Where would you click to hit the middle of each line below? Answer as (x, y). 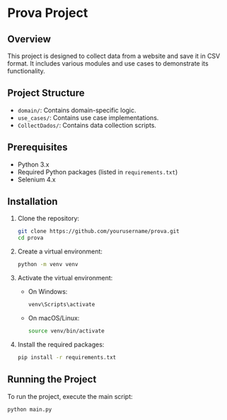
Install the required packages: (61, 344)
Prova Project (48, 13)
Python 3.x (33, 164)
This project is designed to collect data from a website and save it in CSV (114, 56)
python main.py (30, 409)
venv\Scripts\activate (62, 305)
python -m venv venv (48, 265)
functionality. (27, 71)
